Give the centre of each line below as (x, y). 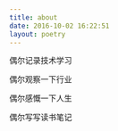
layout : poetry (38, 34)
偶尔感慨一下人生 (41, 98)
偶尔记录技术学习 (41, 61)
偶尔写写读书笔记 (41, 118)
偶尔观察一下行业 (41, 79)
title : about (34, 17)
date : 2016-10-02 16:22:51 (59, 26)
